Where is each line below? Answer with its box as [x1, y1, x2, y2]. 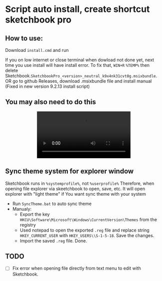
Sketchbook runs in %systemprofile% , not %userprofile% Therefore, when [5, 180, 155, 186]
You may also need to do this [5, 98, 96, 106]
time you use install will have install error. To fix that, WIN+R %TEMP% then [5, 62, 150, 68]
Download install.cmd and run [5, 47, 69, 53]
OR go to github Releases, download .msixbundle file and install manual [5, 78, 152, 84]
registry [19, 222, 36, 228]
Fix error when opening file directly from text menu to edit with [12, 266, 141, 272]
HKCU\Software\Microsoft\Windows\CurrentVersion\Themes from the [19, 216, 157, 223]
